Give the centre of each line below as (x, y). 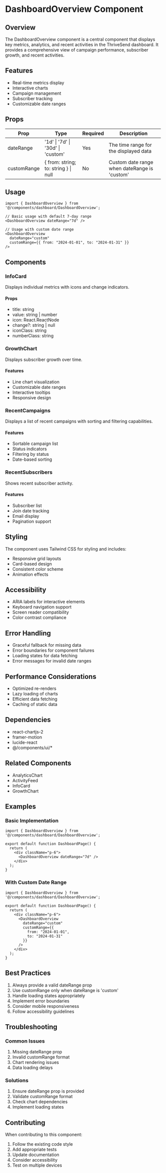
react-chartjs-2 (28, 732)
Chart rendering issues (36, 1062)
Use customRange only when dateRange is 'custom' (65, 990)
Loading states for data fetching (45, 656)
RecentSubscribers (29, 472)
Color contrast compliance (39, 617)
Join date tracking (31, 511)
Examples (21, 807)
